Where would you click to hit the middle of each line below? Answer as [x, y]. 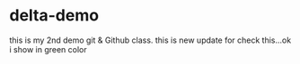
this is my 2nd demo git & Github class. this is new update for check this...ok [150, 40]
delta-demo [54, 16]
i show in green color [48, 49]
